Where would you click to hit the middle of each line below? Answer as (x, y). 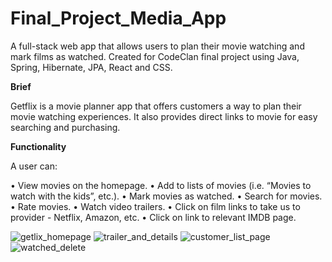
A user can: (34, 166)
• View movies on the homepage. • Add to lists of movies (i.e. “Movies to (161, 185)
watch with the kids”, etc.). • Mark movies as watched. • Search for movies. (166, 196)
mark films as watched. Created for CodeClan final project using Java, (155, 56)
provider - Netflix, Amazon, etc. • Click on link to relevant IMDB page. (153, 217)
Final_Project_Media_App (118, 18)
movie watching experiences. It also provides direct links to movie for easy (164, 116)
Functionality (38, 146)
